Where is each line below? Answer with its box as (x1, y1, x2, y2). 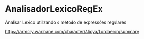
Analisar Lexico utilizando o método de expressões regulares (5, 19, 127, 25)
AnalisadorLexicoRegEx (5, 3, 103, 14)
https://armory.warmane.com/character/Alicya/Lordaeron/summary (5, 28, 139, 34)
